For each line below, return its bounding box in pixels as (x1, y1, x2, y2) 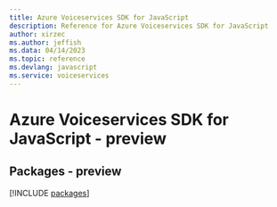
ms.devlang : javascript (9, 63, 98, 72)
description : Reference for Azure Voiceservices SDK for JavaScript (9, 21, 269, 30)
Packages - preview (9, 164, 122, 179)
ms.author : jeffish (9, 37, 82, 47)
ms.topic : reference (9, 54, 86, 63)
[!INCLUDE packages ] (9, 187, 90, 198)
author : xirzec (9, 29, 66, 38)
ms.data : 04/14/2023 (9, 46, 86, 55)
